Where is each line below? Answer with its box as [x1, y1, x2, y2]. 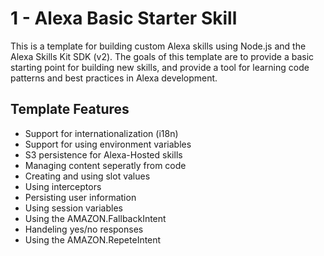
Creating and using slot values [24, 170, 151, 182]
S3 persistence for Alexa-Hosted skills [24, 148, 183, 161]
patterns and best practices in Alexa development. [10, 72, 218, 84]
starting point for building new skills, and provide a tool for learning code [10, 61, 310, 73]
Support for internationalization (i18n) [24, 127, 179, 139]
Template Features [10, 101, 130, 118]
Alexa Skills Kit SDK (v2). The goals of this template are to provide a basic [10, 50, 315, 62]
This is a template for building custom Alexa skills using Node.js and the [10, 40, 307, 52]
